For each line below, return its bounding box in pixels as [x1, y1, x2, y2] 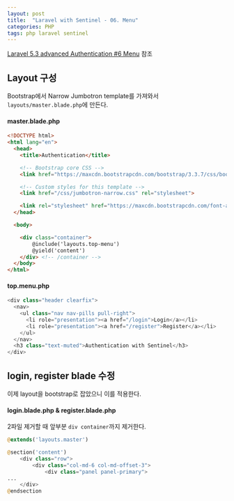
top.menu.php [7, 282, 50, 290]
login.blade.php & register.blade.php [7, 406, 116, 415]
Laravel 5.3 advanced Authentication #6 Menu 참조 [7, 49, 153, 58]
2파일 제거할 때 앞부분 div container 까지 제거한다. [7, 422, 146, 431]
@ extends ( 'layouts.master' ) [7, 436, 89, 443]
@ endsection [7, 488, 42, 495]
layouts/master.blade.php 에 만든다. [7, 100, 109, 109]
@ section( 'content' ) [7, 449, 68, 456]
